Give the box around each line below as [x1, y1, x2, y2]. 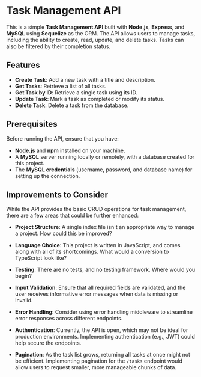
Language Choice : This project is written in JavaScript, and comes [14, 242, 181, 249]
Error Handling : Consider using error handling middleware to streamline [14, 308, 193, 316]
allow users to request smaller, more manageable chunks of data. [14, 364, 177, 371]
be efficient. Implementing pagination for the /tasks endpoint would [14, 357, 183, 364]
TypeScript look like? [14, 254, 67, 262]
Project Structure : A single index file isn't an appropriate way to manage [14, 224, 195, 231]
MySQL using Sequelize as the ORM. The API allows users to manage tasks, [6, 29, 196, 37]
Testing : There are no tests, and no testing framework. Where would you [14, 266, 196, 274]
